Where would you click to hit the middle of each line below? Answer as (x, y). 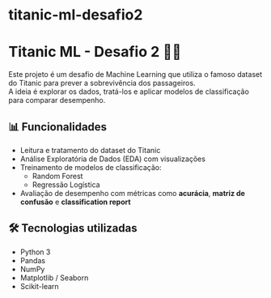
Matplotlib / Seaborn (54, 278)
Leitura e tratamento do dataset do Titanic (90, 150)
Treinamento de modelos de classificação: (91, 167)
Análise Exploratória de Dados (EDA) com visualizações (113, 159)
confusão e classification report (75, 202)
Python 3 (35, 252)
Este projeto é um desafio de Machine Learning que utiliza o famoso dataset (135, 74)
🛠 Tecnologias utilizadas (73, 228)
